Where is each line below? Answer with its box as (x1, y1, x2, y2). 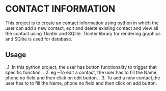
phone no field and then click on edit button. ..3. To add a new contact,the (5, 74, 160, 81)
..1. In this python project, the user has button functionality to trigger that (5, 64, 157, 70)
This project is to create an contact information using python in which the (5, 20, 159, 26)
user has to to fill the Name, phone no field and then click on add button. (5, 80, 157, 86)
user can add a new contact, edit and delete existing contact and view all (5, 25, 158, 31)
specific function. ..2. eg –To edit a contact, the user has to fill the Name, (5, 69, 158, 75)
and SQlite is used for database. (5, 36, 73, 42)
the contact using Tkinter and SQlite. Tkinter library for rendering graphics (5, 30, 161, 36)
